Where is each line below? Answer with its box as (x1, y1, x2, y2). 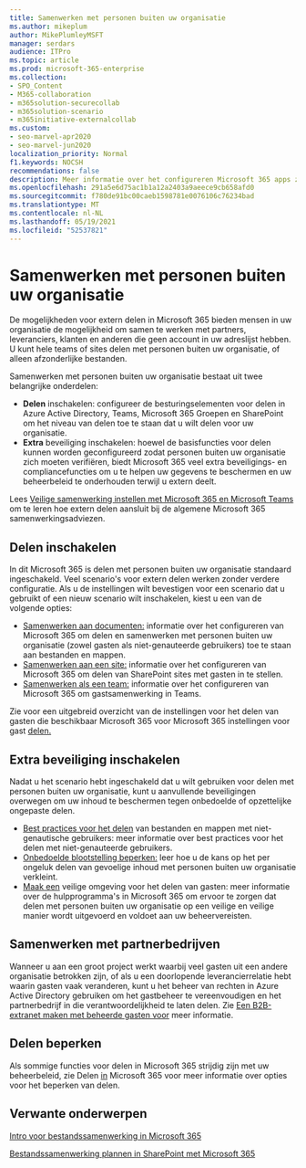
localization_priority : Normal (9, 149, 128, 158)
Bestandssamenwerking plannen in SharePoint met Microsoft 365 (9, 1148, 256, 1159)
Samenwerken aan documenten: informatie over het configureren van (22, 620, 284, 631)
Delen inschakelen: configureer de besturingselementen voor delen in (22, 398, 285, 409)
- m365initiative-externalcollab (9, 115, 137, 124)
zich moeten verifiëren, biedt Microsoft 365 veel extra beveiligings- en (22, 457, 288, 468)
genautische (22, 833, 70, 844)
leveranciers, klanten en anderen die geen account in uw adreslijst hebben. (9, 334, 291, 345)
